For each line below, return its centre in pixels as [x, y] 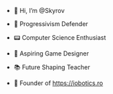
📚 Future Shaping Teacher [52, 67]
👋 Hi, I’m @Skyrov [39, 11]
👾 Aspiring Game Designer [51, 54]
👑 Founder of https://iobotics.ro [58, 83]
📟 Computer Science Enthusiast [60, 37]
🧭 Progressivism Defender [51, 24]
